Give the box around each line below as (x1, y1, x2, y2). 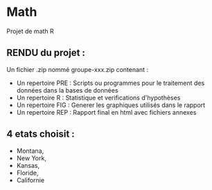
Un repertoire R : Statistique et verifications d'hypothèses (16, 93, 181, 102)
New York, (16, 153, 46, 162)
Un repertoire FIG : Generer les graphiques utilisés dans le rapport (16, 101, 206, 109)
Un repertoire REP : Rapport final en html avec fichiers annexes (16, 108, 197, 116)
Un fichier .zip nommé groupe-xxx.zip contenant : (6, 65, 149, 73)
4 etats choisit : (6, 129, 76, 140)
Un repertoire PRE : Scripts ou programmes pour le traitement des (16, 79, 205, 87)
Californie (16, 175, 45, 184)
